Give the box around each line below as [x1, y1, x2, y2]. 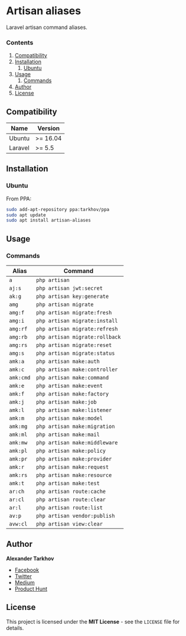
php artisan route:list [36, 504, 103, 511]
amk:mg [9, 423, 28, 430]
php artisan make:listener [36, 407, 112, 414]
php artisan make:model [36, 415, 103, 422]
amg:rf [9, 326, 28, 332]
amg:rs [9, 342, 28, 349]
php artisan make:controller [36, 366, 118, 373]
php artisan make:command [36, 374, 109, 381]
